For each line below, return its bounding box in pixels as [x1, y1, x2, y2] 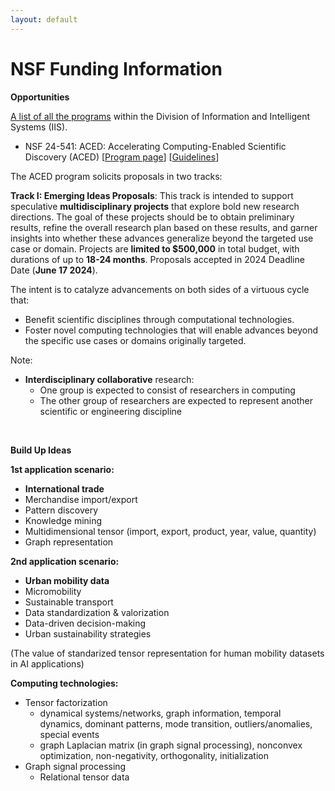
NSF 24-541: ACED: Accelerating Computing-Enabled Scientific [24, 140, 287, 152]
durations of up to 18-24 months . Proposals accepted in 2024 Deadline [10, 253, 305, 265]
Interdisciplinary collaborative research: [24, 373, 195, 385]
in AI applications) [10, 657, 85, 670]
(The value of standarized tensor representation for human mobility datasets [10, 647, 325, 659]
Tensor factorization [24, 696, 108, 708]
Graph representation [24, 536, 114, 548]
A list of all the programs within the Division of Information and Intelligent [10, 110, 311, 122]
